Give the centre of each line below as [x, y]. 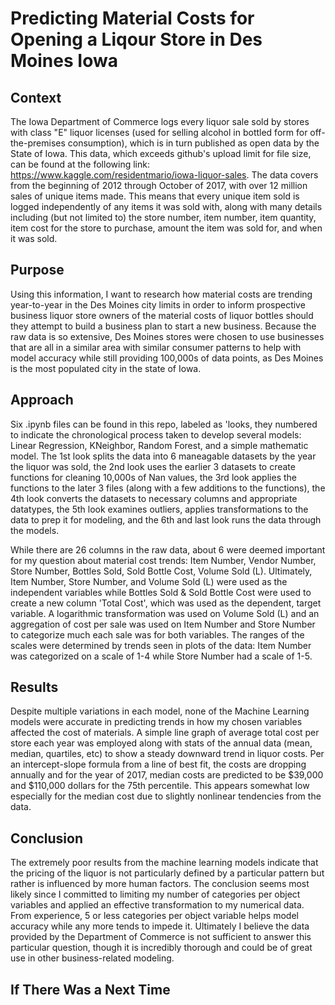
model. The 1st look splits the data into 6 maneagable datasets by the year [163, 456]
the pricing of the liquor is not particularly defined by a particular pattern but [167, 873]
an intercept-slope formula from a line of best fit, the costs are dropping [158, 764]
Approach [42, 400]
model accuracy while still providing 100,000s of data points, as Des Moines [167, 358]
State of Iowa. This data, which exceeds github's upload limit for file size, [161, 153]
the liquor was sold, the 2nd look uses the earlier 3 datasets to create [153, 466]
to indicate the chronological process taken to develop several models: [156, 434]
